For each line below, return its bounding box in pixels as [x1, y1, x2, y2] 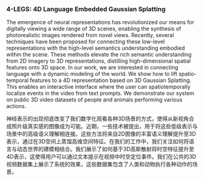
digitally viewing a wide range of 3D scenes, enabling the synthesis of [6, 25, 182, 32]
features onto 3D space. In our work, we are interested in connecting [6, 64, 178, 71]
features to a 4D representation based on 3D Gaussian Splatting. [30, 77, 192, 84]
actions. [6, 103, 26, 110]
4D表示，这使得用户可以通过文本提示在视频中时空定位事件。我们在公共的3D [6, 153, 196, 160]
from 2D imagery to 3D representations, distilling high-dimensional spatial [6, 57, 191, 65]
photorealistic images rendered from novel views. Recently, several [6, 32, 174, 39]
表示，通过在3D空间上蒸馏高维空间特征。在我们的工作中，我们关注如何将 [6, 138, 189, 145]
